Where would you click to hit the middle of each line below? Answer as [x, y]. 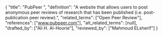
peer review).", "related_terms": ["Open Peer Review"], [86, 18]
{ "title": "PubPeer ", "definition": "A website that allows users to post [76, 7]
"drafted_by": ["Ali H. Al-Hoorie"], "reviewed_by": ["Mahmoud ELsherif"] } [82, 28]
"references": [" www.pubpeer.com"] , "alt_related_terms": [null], [71, 23]
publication [17, 18]
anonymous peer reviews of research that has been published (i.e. [74, 12]
